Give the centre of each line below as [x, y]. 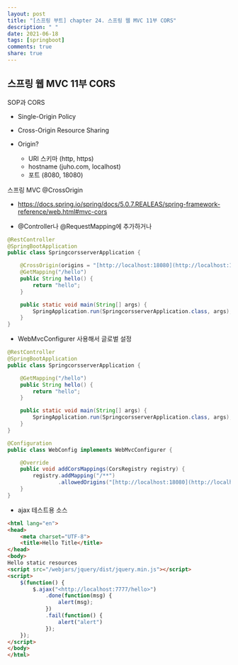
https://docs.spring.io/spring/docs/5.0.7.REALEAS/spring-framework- [119, 204]
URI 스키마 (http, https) [61, 158]
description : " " [33, 27]
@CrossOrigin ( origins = [55, 266]
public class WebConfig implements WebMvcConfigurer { [90, 450]
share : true [25, 54]
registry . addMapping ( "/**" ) [74, 476]
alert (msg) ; [75, 603]
